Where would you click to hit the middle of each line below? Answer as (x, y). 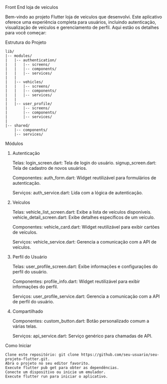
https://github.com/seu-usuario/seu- (120, 355)
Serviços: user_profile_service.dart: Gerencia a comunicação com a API (86, 296)
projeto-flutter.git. (28, 359)
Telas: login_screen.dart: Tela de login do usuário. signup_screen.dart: (84, 163)
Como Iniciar (18, 345)
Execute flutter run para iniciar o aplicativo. (57, 377)
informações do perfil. (35, 287)
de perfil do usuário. (33, 302)
